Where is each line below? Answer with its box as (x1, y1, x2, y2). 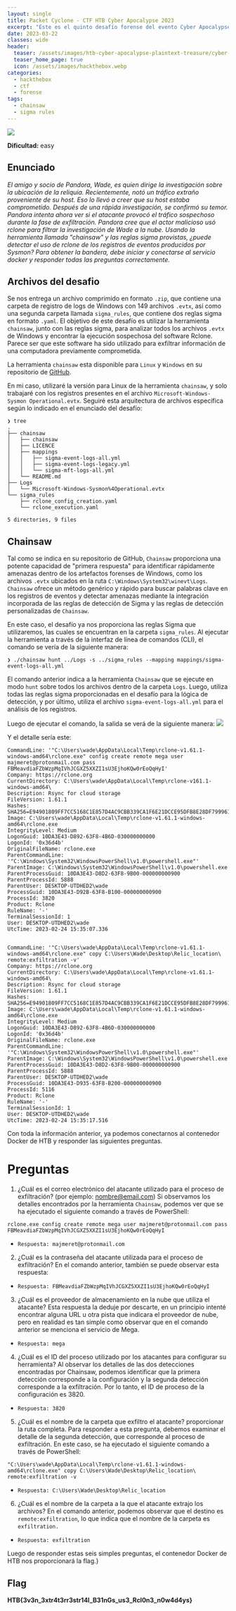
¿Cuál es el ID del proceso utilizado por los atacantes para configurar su (17, 1353, 227, 1361)
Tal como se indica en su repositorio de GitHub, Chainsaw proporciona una (7, 554, 221, 563)
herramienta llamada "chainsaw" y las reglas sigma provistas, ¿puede (7, 233, 212, 241)
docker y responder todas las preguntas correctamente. (7, 255, 171, 264)
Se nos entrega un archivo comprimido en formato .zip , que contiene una (7, 294, 221, 303)
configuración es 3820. (17, 1390, 86, 1399)
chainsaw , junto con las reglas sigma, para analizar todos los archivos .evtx (7, 324, 225, 333)
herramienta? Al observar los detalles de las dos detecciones (17, 1360, 195, 1368)
